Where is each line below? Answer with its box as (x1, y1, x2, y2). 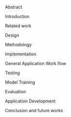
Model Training (5, 80, 35, 85)
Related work (5, 23, 32, 29)
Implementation (5, 51, 36, 57)
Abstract (5, 4, 22, 10)
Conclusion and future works (5, 108, 63, 113)
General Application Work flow (5, 61, 67, 66)
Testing (5, 70, 20, 76)
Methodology (5, 42, 32, 48)
